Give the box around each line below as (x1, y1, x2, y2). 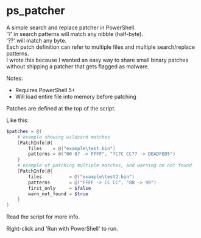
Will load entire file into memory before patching (15, 93, 136, 100)
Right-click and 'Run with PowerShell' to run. (6, 225, 119, 233)
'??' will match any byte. (6, 37, 67, 44)
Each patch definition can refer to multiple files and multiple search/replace (6, 43, 196, 51)
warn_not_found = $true (28, 190, 88, 197)
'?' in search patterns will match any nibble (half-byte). (6, 30, 143, 37)
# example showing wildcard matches (17, 134, 111, 140)
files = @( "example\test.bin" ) (28, 145, 116, 151)
